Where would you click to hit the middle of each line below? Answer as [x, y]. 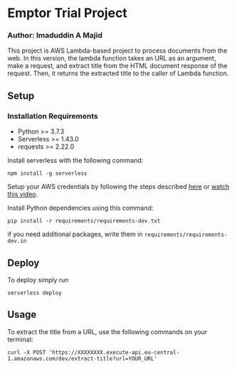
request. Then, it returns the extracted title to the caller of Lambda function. [118, 73]
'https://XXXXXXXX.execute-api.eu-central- [114, 352]
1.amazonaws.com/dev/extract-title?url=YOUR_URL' [83, 358]
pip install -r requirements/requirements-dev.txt [84, 221]
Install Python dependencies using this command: [80, 208]
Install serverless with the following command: [75, 161]
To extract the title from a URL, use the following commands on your [107, 331]
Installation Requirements [53, 116]
